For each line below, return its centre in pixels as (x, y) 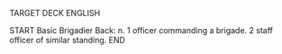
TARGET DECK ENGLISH (55, 13)
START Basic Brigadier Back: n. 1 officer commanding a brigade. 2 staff (141, 30)
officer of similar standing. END (68, 40)
